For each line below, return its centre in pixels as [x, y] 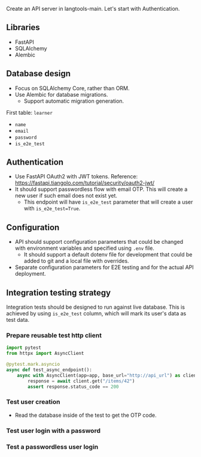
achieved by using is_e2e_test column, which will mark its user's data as [96, 313]
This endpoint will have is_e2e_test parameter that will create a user [108, 202]
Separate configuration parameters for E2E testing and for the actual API [104, 267]
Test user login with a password [53, 431]
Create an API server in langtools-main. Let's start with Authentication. [93, 9]
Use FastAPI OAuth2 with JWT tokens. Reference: [76, 177]
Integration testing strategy [59, 293]
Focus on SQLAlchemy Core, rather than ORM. [72, 88]
